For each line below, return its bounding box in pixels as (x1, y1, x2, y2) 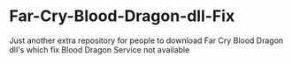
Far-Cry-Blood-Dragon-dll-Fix (9, 6, 235, 26)
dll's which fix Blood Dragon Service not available (9, 44, 190, 54)
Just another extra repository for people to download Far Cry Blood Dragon (9, 35, 284, 46)
